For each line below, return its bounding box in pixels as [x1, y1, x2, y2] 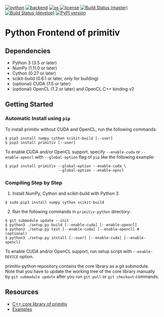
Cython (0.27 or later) [12, 70, 56, 76]
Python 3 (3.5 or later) [12, 60, 57, 66]
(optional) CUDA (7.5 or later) [12, 81, 71, 86]
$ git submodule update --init [5, 218, 69, 223]
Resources [5, 288, 39, 296]
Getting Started [5, 100, 54, 108]
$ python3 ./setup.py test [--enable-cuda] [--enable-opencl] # [5, 227, 139, 232]
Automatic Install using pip [5, 115, 71, 122]
